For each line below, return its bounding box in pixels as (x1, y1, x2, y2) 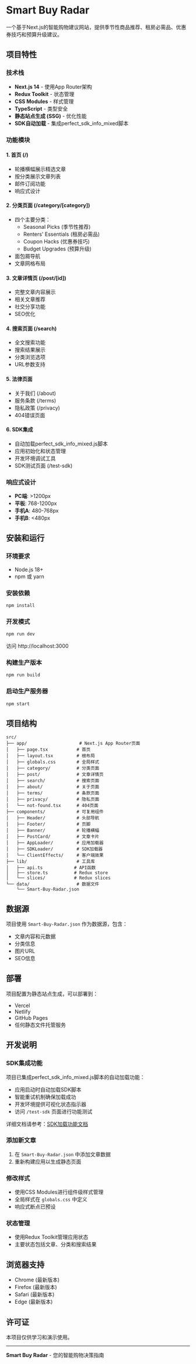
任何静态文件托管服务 (14, 1021, 66, 1028)
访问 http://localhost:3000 (6, 643, 69, 650)
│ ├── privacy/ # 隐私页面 (6, 796, 100, 802)
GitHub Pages (14, 1014, 48, 1021)
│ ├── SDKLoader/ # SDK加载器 (6, 846, 103, 852)
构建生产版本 (6, 659, 43, 667)
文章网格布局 (14, 260, 45, 267)
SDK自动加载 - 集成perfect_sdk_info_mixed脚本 (14, 119, 129, 126)
